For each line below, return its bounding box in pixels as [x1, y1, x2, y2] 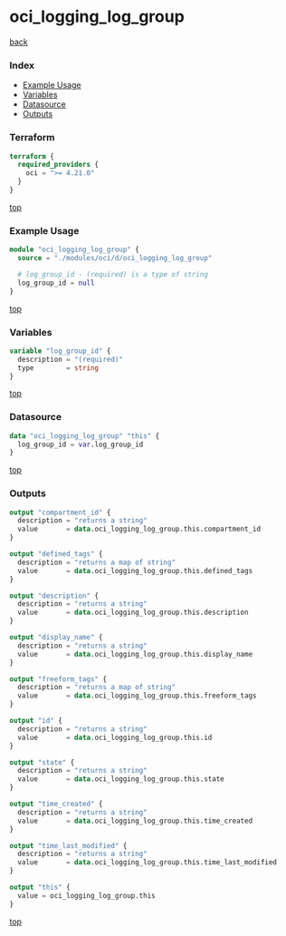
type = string [17, 363, 100, 373]
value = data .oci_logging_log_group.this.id [17, 733, 213, 742]
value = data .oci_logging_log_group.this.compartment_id [17, 524, 261, 534]
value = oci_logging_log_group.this [17, 891, 156, 900]
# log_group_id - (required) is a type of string [17, 269, 208, 278]
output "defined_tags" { [9, 550, 103, 559]
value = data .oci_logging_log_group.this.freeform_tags [17, 691, 257, 700]
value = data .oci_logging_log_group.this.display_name [17, 649, 253, 658]
